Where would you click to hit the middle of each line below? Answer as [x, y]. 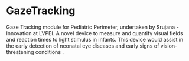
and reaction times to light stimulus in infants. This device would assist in [95, 39]
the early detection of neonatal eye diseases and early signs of [83, 46]
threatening [20, 52]
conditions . [49, 52]
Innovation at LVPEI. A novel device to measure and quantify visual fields [94, 33]
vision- [169, 46]
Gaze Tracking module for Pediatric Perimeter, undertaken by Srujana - [92, 27]
